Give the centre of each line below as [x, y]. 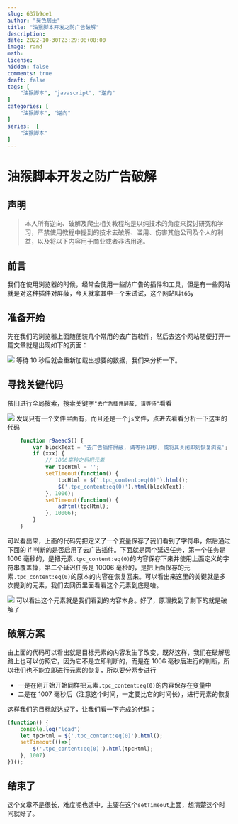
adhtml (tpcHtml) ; [84, 506]
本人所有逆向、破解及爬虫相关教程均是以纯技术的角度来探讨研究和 [121, 224]
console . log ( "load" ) [50, 729]
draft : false [27, 80]
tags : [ [19, 87]
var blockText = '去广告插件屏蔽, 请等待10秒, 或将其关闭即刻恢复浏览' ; [130, 447]
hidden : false [28, 67]
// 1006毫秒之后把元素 [75, 460]
